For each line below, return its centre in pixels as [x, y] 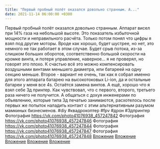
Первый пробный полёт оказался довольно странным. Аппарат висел [78, 28]
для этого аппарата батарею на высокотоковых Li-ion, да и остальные [78, 79]
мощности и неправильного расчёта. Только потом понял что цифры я [78, 38]
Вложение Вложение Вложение [38, 141]
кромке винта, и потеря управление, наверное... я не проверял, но [74, 59]
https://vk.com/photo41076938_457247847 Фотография [62, 131]
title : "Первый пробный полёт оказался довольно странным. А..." [72, 9]
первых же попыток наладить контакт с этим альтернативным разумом [80, 105]
